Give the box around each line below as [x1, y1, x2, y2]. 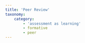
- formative [23, 26, 48, 31]
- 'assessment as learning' [23, 21, 81, 26]
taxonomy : [5, 12, 26, 17]
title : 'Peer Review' [5, 7, 50, 12]
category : [14, 16, 35, 21]
